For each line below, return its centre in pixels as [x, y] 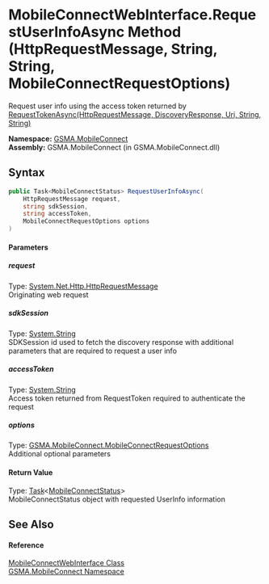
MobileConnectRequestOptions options [86, 221]
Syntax [27, 172]
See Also [31, 525]
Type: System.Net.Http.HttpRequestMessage [84, 286]
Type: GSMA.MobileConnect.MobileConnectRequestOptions [109, 445]
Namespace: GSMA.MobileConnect [68, 138]
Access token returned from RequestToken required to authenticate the [127, 398]
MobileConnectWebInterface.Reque [132, 15]
